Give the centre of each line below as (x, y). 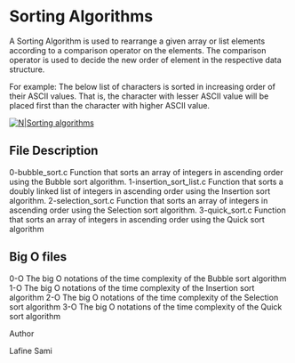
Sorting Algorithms (81, 16)
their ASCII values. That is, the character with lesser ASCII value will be (139, 96)
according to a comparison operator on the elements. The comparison (138, 50)
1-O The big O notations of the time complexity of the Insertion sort (132, 287)
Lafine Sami (31, 351)
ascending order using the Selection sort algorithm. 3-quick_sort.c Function (148, 210)
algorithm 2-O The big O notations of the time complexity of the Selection (144, 297)
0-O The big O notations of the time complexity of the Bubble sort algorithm (148, 278)
